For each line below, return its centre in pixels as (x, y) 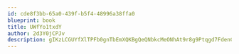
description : (27, 40)
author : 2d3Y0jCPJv (36, 33)
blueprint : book (31, 20)
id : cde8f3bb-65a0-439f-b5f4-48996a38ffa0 (71, 14)
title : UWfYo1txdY (34, 27)
